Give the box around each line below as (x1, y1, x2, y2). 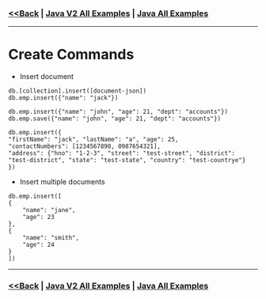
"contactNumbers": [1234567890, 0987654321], (8, 142, 161, 150)
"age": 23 (22, 214, 55, 221)
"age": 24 (22, 241, 55, 249)
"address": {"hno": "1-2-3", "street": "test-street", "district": (8, 149, 236, 157)
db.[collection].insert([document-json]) (8, 87, 147, 95)
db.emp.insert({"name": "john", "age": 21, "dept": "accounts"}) (8, 108, 228, 116)
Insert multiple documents (19, 177, 105, 187)
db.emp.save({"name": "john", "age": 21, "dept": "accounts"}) (8, 115, 222, 123)
